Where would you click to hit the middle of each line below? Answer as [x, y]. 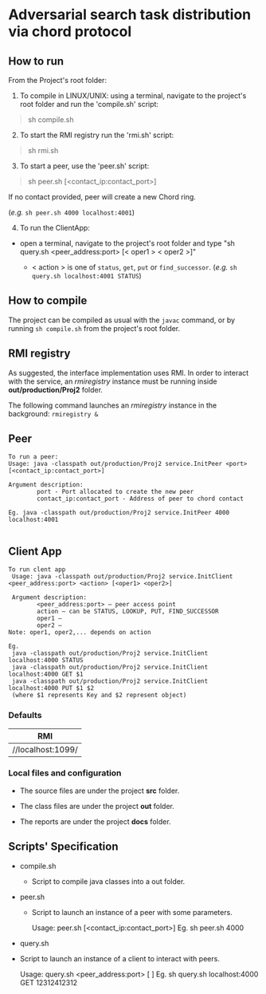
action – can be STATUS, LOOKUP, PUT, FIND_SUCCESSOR [128, 612]
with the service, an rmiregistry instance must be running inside [113, 381]
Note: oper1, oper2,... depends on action [80, 633]
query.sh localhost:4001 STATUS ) [86, 276]
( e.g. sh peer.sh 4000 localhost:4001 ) [72, 212]
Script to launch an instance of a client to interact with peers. [120, 958]
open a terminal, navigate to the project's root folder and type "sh [127, 243]
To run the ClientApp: [55, 228]
